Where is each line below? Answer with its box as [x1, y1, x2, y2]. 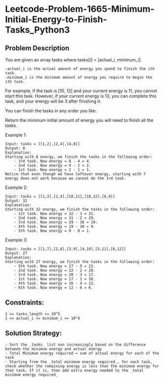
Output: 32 [5, 198, 27, 203]
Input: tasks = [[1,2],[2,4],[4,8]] [5, 141, 80, 146]
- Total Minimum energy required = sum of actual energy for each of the [5, 351, 160, 355]
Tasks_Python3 [5, 25, 70, 35]
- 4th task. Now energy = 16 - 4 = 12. [14, 281, 96, 286]
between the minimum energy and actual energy [5, 346, 102, 352]
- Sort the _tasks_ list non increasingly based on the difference [5, 342, 146, 347]
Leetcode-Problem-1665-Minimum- [5, 3, 155, 15]
